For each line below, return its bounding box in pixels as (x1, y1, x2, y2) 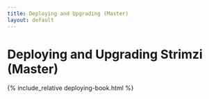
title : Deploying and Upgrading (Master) (7, 10, 129, 17)
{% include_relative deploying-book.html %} (7, 84, 134, 92)
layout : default (7, 17, 54, 24)
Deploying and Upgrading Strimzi (7, 46, 203, 62)
